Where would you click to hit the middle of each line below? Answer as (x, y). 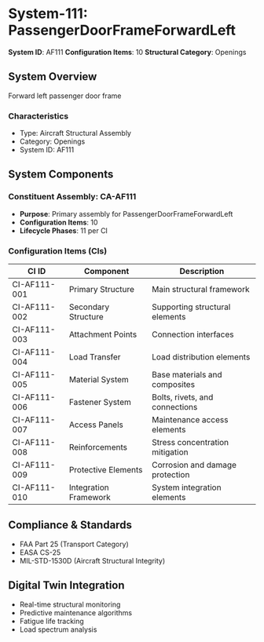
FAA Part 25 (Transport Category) (74, 544)
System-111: (48, 14)
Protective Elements (106, 470)
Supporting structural (191, 307)
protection (171, 475)
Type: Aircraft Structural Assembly (75, 133)
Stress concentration (191, 443)
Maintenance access (190, 420)
